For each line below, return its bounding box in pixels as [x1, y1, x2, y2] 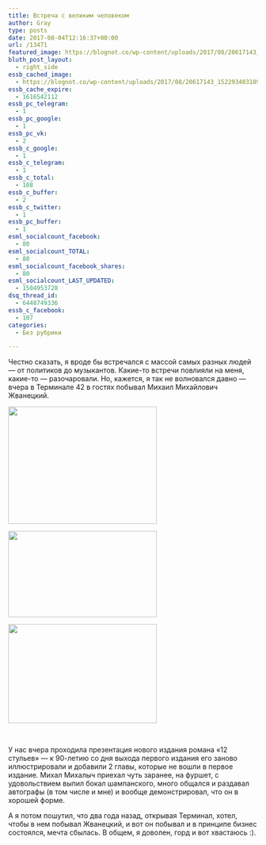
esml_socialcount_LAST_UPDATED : [8, 277, 115, 285]
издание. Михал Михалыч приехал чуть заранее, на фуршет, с [8, 770, 219, 780]
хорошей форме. [8, 796, 66, 805]
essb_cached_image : [8, 71, 73, 78]
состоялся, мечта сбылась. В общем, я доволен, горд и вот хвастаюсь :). [8, 828, 256, 837]
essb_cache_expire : [8, 85, 73, 94]
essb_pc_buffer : [8, 218, 62, 226]
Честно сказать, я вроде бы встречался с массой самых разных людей [8, 357, 252, 367]
